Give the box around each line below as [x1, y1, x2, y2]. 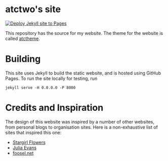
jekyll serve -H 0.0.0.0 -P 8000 [5, 85, 76, 90]
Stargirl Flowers [12, 139, 46, 145]
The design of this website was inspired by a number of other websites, [5, 118, 154, 125]
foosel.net [12, 150, 34, 156]
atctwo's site [5, 4, 61, 15]
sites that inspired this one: [5, 129, 62, 135]
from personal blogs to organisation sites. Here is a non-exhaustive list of [5, 124, 158, 130]
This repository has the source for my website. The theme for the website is [5, 30, 163, 36]
